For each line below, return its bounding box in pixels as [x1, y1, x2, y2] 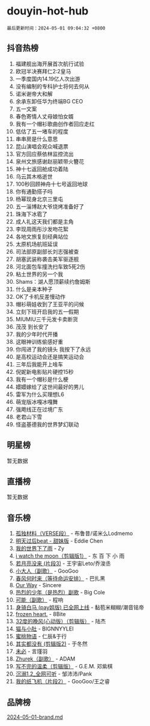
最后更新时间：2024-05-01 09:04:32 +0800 [7, 25, 106, 31]
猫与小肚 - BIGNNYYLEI [15, 625, 74, 632]
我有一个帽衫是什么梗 [15, 376, 68, 383]
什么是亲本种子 [15, 285, 53, 293]
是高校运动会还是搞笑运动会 [15, 353, 85, 360]
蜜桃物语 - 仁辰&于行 [15, 633, 67, 640]
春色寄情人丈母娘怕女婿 [15, 112, 74, 120]
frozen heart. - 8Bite [15, 611, 66, 618]
